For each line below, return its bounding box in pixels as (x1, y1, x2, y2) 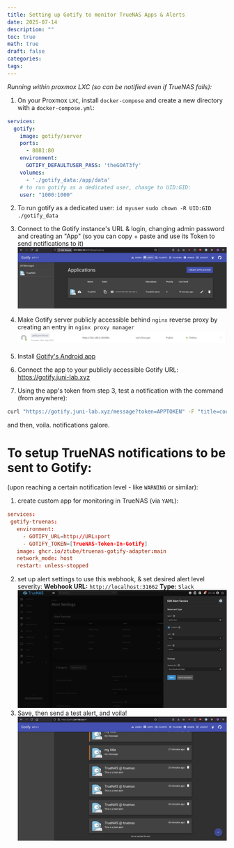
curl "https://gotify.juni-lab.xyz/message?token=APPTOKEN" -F (7, 408, 195, 416)
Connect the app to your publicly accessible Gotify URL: (17, 366, 179, 374)
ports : (19, 140, 39, 147)
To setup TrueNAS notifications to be (7, 446, 226, 461)
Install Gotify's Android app (17, 352, 96, 361)
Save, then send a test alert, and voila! (17, 709, 127, 717)
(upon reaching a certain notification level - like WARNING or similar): (7, 483, 198, 492)
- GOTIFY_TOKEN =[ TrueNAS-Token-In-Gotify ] (22, 540, 148, 547)
